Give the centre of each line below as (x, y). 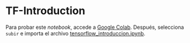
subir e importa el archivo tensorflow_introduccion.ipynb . (76, 33)
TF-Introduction (45, 11)
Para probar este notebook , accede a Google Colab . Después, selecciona (95, 27)
